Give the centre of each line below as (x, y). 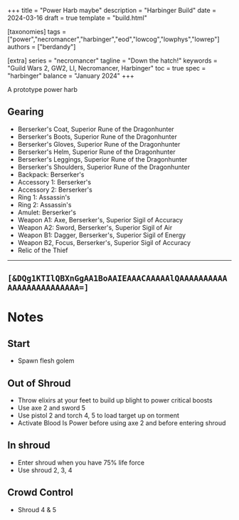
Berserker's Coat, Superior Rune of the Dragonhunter (96, 129)
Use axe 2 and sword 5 (51, 408)
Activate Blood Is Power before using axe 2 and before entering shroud (122, 423)
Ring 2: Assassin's (44, 204)
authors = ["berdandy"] (42, 47)
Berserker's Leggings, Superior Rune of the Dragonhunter (102, 159)
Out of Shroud (39, 383)
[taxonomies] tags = (37, 32)
